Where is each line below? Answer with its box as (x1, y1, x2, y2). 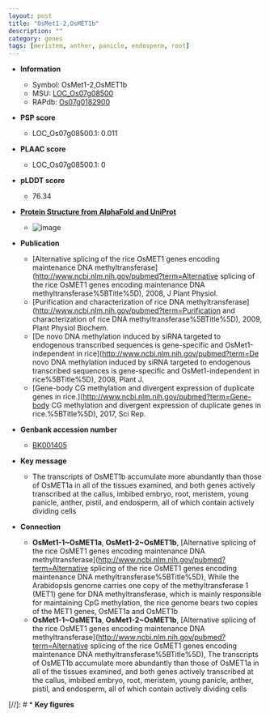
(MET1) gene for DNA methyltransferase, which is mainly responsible (32, 589, 262, 600)
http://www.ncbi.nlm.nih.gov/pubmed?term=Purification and (35, 305, 236, 316)
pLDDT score (19, 176, 65, 186)
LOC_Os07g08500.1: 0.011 (32, 129, 118, 139)
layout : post (8, 11, 53, 20)
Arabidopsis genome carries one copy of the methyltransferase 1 (32, 581, 249, 591)
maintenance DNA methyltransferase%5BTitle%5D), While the (32, 572, 240, 582)
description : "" (8, 27, 63, 35)
